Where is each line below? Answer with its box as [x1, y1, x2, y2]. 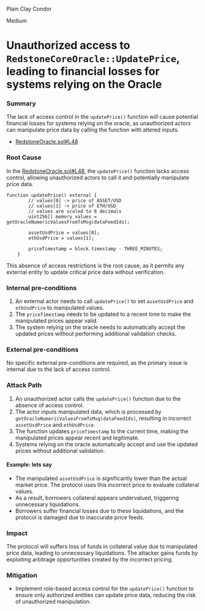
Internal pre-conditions [6, 283, 77, 292]
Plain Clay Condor [6, 6, 52, 12]
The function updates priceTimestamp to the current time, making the [15, 427, 188, 435]
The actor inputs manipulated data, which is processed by [15, 408, 162, 415]
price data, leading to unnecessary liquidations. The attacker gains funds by [6, 549, 198, 557]
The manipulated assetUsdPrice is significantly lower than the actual [15, 474, 187, 482]
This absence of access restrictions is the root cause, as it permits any [6, 261, 185, 269]
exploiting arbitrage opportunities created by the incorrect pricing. [6, 556, 173, 563]
